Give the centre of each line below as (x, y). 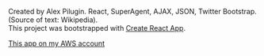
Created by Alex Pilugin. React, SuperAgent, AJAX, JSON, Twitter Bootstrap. (133, 11)
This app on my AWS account (57, 43)
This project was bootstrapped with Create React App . (97, 28)
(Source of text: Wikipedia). (53, 20)
